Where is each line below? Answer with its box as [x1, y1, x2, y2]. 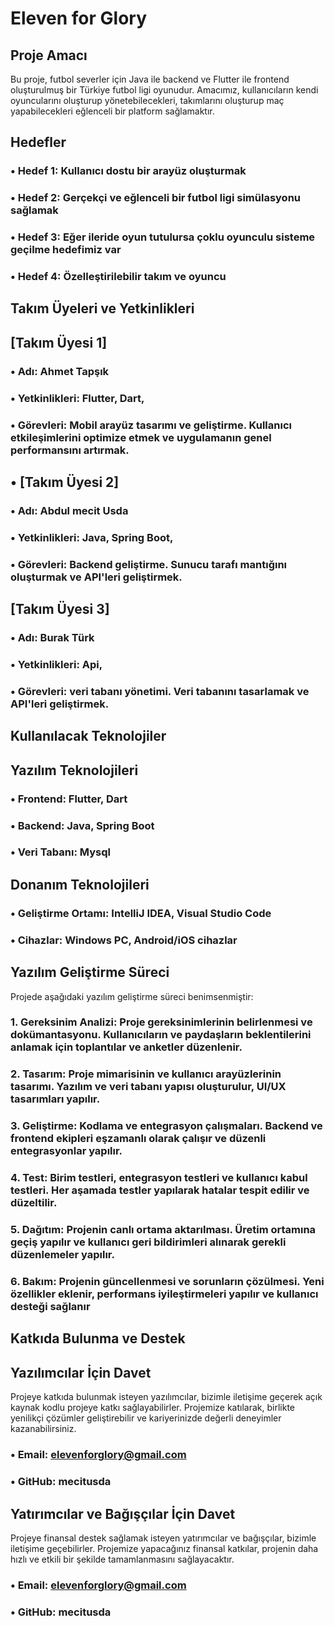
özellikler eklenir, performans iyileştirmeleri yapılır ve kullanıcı [10, 1287, 319, 1301]
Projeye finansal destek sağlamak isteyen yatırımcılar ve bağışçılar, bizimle [10, 1532, 317, 1544]
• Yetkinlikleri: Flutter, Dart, [10, 391, 145, 405]
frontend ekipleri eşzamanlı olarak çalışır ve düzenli [10, 1132, 267, 1146]
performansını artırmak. [10, 443, 130, 457]
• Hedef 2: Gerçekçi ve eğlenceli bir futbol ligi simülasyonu [10, 191, 302, 205]
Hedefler [10, 134, 67, 151]
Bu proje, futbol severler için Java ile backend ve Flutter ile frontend [10, 73, 290, 85]
